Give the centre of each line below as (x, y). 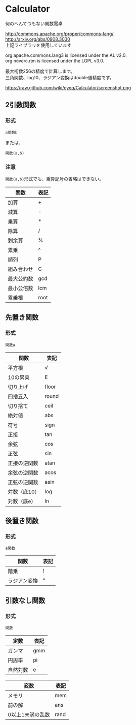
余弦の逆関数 (23, 472)
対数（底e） (22, 501)
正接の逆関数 (23, 463)
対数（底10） (24, 492)
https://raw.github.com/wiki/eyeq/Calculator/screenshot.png (68, 87)
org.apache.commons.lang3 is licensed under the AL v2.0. (66, 55)
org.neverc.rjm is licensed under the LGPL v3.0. (55, 60)
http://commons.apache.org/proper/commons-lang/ (59, 34)
